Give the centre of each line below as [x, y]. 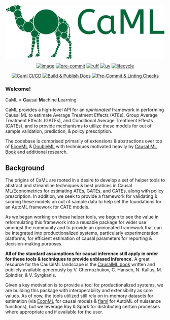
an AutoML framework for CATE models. [47, 207]
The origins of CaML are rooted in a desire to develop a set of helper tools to [85, 180]
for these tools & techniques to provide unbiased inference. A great [77, 259]
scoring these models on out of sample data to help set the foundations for [83, 202]
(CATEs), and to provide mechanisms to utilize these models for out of [78, 126]
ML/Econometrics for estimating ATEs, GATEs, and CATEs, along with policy [84, 191]
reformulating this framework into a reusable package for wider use [76, 222]
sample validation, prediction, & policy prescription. [59, 131]
